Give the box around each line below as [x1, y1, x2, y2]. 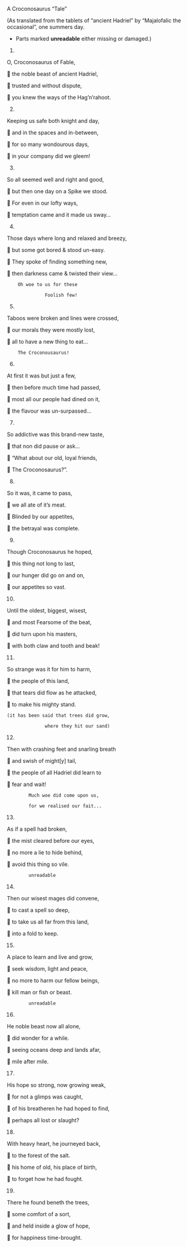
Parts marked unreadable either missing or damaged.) [15, 35, 152, 42]
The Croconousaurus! [18, 350, 70, 356]
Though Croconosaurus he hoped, [7, 548, 93, 555]
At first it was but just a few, [7, 372, 76, 379]
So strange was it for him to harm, [7, 666, 91, 673]
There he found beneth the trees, [7, 1199, 90, 1206]
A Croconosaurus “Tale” [7, 5, 67, 12]
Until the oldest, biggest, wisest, [7, 607, 87, 614]
